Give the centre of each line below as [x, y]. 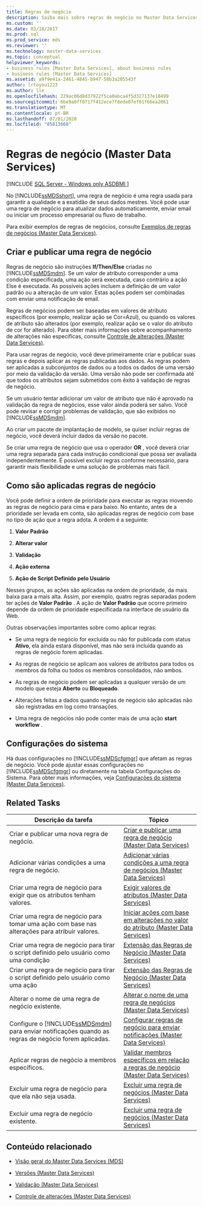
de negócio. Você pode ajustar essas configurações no [75, 765]
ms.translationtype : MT [36, 107]
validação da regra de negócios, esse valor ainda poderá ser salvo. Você [97, 405]
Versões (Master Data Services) [55, 1173]
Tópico [159, 820]
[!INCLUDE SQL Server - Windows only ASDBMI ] [68, 184]
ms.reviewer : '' [27, 46]
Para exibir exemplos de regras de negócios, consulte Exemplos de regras [99, 227]
